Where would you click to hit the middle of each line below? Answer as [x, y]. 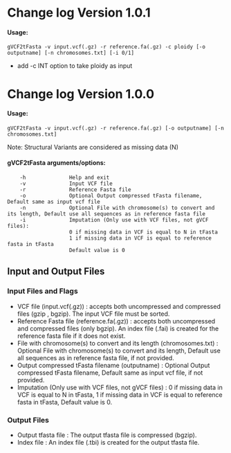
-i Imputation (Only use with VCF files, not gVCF [114, 220]
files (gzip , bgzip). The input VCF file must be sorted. [93, 314]
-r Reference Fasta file [75, 189]
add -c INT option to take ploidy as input [75, 66]
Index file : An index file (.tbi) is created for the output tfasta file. [108, 442]
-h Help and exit [65, 177]
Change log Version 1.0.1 [79, 13]
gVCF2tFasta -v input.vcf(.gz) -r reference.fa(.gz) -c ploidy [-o [107, 47]
